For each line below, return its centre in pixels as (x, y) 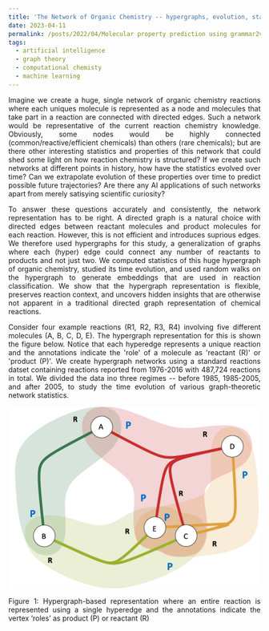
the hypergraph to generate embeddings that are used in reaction (134, 277)
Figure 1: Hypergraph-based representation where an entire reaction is (134, 601)
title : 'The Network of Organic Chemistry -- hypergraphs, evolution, (128, 17)
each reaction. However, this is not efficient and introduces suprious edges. (134, 235)
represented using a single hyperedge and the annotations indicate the (134, 610)
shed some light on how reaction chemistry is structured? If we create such (134, 160)
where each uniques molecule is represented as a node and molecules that (134, 108)
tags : (17, 42)
